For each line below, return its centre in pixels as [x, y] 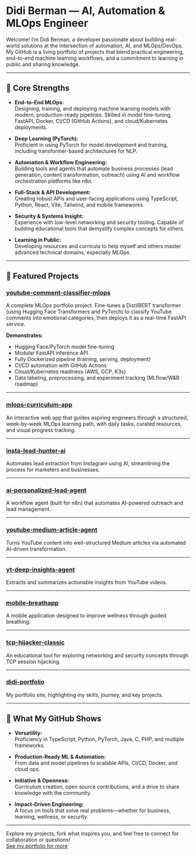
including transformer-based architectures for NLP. [76, 151]
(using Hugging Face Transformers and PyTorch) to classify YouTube [89, 312]
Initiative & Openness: [42, 780]
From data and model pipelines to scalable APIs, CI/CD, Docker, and [96, 763]
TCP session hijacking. [33, 661]
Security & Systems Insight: [49, 216]
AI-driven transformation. [36, 549]
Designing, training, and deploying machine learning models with [92, 108]
